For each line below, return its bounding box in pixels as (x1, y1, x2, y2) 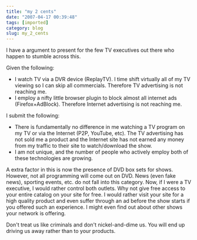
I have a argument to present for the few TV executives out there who (6, 46, 175, 54)
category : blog (6, 25, 44, 31)
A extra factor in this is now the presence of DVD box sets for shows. (6, 166, 173, 174)
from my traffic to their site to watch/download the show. (14, 142, 152, 149)
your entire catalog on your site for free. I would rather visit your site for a (6, 191, 184, 198)
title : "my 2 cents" (6, 8, 57, 15)
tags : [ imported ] (6, 19, 49, 25)
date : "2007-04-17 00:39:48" (6, 14, 78, 20)
